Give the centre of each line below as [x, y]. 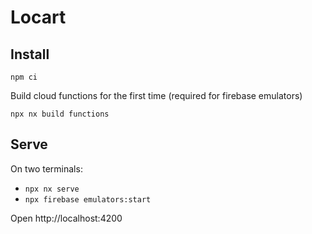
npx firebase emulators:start [88, 199]
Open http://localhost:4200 [66, 218]
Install [30, 54]
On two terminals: [46, 168]
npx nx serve [52, 189]
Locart [38, 17]
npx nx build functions [60, 114]
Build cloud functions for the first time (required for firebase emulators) [156, 95]
